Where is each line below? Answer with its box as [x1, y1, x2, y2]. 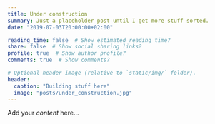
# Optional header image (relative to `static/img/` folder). [7, 69, 196, 76]
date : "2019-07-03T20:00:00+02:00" [7, 24, 114, 31]
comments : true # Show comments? [7, 56, 111, 64]
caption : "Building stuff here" [14, 83, 111, 90]
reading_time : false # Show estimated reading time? [7, 36, 171, 43]
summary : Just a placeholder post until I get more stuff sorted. [7, 17, 209, 24]
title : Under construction [7, 10, 88, 18]
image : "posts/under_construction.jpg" [14, 89, 133, 96]
